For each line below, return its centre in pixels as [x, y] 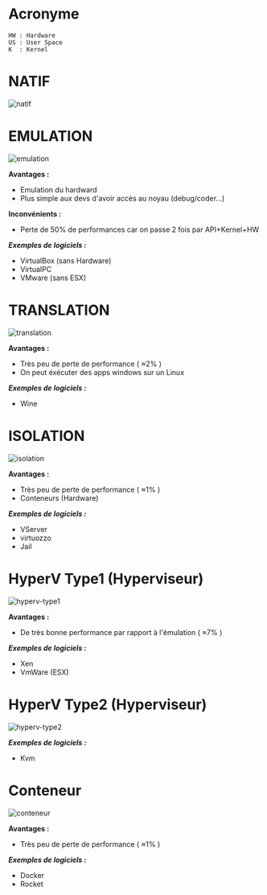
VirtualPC [36, 269]
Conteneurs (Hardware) [59, 498]
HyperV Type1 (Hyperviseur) [106, 578]
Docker [32, 875]
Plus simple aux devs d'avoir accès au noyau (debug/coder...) [122, 198]
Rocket [32, 884]
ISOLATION [47, 436]
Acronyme [44, 14]
